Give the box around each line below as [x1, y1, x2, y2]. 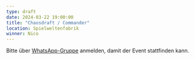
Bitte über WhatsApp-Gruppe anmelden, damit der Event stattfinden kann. [6, 47, 190, 54]
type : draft [6, 8, 36, 15]
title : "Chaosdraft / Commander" [6, 20, 90, 26]
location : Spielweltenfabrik [6, 25, 79, 31]
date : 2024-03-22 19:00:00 [6, 14, 74, 20]
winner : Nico [6, 31, 39, 37]
